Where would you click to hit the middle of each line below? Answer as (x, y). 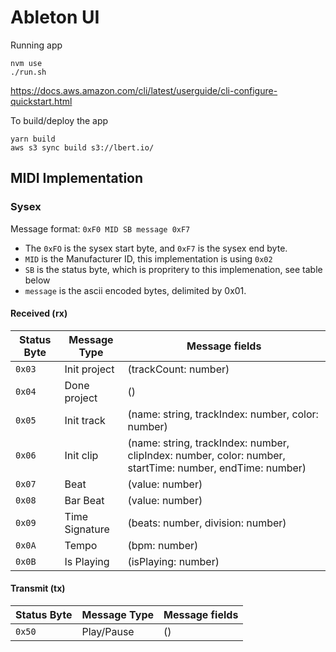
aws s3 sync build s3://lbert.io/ (82, 147)
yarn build (33, 139)
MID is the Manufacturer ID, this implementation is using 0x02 (148, 258)
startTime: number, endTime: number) (217, 468)
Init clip (81, 455)
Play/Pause (108, 632)
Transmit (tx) (38, 588)
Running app (36, 45)
